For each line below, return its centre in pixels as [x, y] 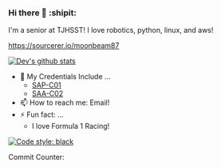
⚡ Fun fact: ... [41, 114]
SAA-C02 [47, 94]
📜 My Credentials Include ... [65, 77]
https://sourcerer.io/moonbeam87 [64, 46]
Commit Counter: [37, 157]
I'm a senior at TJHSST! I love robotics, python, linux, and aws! [111, 30]
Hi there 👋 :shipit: [43, 13]
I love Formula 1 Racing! [71, 126]
